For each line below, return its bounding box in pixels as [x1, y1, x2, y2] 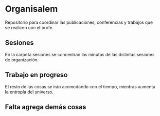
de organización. [5, 57, 39, 63]
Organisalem [5, 3, 58, 15]
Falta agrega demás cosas [5, 103, 87, 111]
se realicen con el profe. [5, 24, 53, 30]
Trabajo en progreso [5, 71, 68, 79]
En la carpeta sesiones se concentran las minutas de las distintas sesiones [5, 51, 155, 57]
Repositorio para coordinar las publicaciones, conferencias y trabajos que [5, 19, 153, 25]
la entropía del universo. [5, 89, 53, 95]
